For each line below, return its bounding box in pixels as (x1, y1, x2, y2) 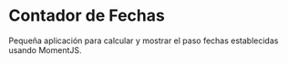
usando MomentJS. (8, 44, 83, 55)
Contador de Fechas (8, 5, 165, 26)
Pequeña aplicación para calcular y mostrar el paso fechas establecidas (8, 35, 279, 46)
